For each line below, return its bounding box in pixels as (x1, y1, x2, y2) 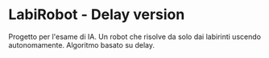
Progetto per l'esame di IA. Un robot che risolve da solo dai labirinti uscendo (8, 32, 262, 41)
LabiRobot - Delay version (8, 6, 185, 24)
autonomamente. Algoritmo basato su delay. (8, 40, 155, 49)
